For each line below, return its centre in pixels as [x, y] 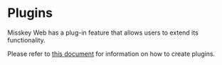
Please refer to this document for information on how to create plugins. [111, 54]
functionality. [27, 40]
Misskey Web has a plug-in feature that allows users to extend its [103, 32]
